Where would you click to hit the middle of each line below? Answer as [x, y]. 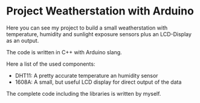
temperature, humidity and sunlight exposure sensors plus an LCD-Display [99, 34]
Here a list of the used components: [51, 64]
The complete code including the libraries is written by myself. [84, 93]
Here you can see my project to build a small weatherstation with [87, 28]
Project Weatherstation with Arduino [100, 11]
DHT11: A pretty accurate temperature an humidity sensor [86, 75]
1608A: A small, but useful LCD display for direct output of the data [98, 82]
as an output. [23, 40]
